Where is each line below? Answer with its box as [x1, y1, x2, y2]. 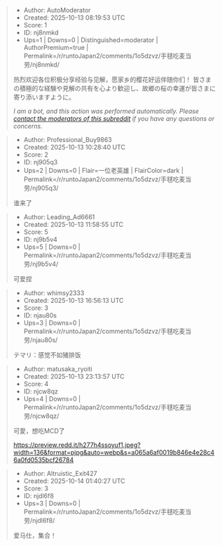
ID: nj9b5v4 [23, 235, 57, 243]
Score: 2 [23, 150, 48, 159]
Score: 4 [23, 379, 49, 388]
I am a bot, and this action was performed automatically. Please [13, 107, 200, 115]
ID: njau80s [23, 311, 57, 319]
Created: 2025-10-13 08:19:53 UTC [23, 13, 125, 22]
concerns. [13, 122, 43, 130]
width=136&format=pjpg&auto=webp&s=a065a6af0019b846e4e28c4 [13, 448, 215, 456]
